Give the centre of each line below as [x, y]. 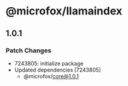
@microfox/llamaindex [64, 11]
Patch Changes [29, 51]
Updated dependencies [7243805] [57, 70]
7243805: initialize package [49, 63]
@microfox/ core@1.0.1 [51, 76]
